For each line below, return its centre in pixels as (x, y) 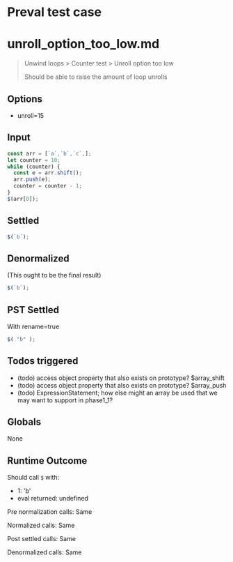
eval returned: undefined (53, 499)
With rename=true (33, 326)
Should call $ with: (33, 478)
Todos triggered (43, 361)
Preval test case (55, 12)
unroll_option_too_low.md (83, 44)
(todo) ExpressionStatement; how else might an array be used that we (117, 393)
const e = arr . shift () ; (48, 173)
